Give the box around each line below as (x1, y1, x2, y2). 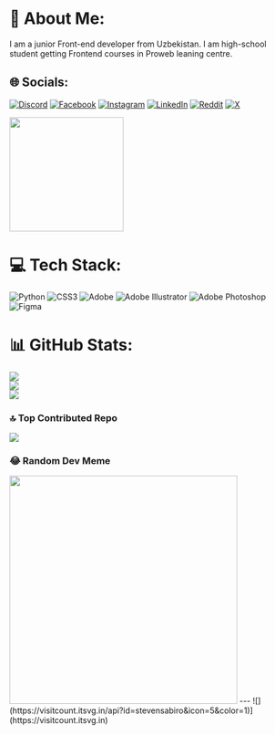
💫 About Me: (9, 8, 106, 29)
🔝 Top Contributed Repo (9, 411, 118, 424)
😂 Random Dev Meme (9, 454, 111, 467)
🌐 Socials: (9, 75, 69, 90)
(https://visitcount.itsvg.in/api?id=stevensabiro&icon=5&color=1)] (9, 705, 253, 716)
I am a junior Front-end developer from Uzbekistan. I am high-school (9, 38, 267, 49)
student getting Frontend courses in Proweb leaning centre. (9, 47, 233, 58)
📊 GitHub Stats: (9, 334, 134, 355)
